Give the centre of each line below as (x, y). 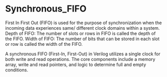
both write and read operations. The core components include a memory (80, 59)
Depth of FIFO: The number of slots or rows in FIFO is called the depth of (80, 33)
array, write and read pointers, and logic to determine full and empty (76, 64)
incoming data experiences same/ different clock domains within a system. (82, 28)
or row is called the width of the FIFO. (44, 44)
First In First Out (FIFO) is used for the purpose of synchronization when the (83, 23)
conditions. (17, 70)
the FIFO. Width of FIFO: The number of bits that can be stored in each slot (82, 39)
